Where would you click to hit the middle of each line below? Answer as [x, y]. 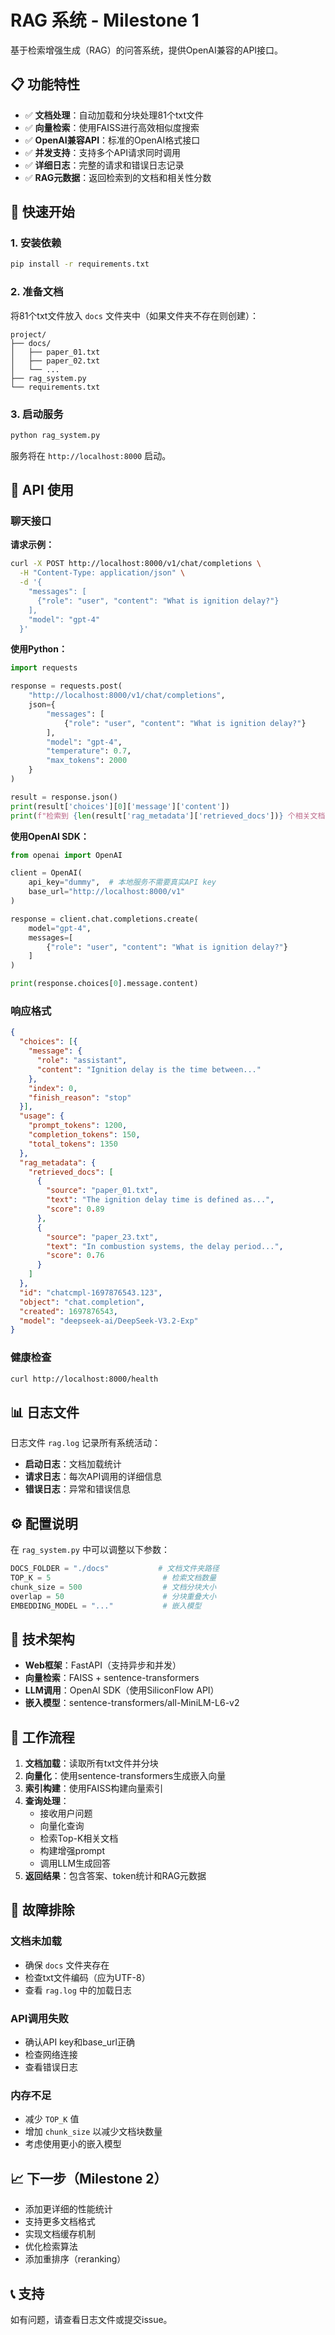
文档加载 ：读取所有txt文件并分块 [91, 1763]
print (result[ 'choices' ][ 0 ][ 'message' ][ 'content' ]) [120, 806]
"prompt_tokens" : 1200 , [78, 1126]
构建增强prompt [72, 1851]
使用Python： [39, 649]
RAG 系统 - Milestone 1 [105, 20]
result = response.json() [64, 797]
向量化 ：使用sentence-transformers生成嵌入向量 [125, 1776]
